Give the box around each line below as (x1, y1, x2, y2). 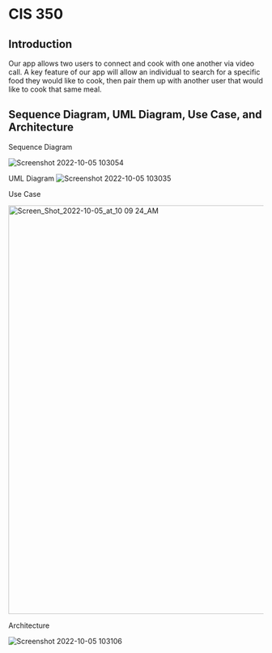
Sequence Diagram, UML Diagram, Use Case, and (8, 108, 262, 122)
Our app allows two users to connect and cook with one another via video (8, 58, 255, 68)
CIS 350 (8, 5, 63, 23)
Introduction (8, 37, 73, 51)
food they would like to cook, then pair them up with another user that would (8, 76, 263, 85)
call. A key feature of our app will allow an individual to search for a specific (8, 67, 261, 77)
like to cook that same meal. (8, 84, 103, 94)
